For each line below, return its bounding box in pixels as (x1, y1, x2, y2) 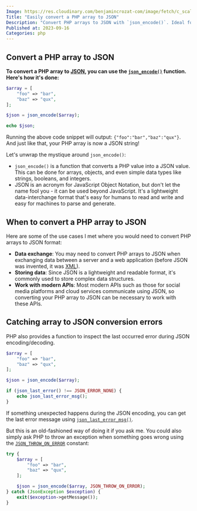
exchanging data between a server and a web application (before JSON (14, 257, 188, 263)
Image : (6, 8, 22, 15)
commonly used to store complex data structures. (14, 275, 135, 282)
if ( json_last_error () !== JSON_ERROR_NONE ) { (6, 388, 122, 394)
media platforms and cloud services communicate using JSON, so (14, 288, 175, 294)
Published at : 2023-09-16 (6, 25, 69, 31)
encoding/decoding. (6, 339, 55, 346)
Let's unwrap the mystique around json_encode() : (6, 151, 126, 159)
